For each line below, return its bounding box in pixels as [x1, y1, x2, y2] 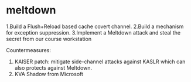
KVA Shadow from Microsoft [14, 70, 84, 77]
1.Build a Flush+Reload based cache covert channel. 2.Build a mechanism [6, 23, 184, 30]
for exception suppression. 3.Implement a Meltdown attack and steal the [6, 29, 180, 36]
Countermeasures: [6, 46, 51, 53]
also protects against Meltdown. [14, 64, 93, 71]
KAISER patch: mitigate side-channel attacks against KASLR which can [14, 58, 186, 65]
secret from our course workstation [6, 35, 92, 42]
